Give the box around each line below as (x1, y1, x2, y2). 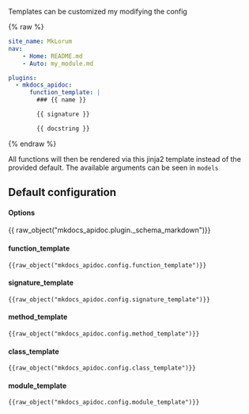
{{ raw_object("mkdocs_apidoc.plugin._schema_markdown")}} (8, 225, 211, 235)
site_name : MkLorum (8, 37, 73, 45)
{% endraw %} (8, 139, 57, 148)
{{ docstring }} (36, 125, 90, 132)
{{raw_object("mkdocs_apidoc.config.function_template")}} (8, 261, 207, 269)
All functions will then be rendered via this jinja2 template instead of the (8, 154, 241, 163)
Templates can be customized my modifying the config (8, 7, 187, 16)
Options (8, 208, 36, 217)
